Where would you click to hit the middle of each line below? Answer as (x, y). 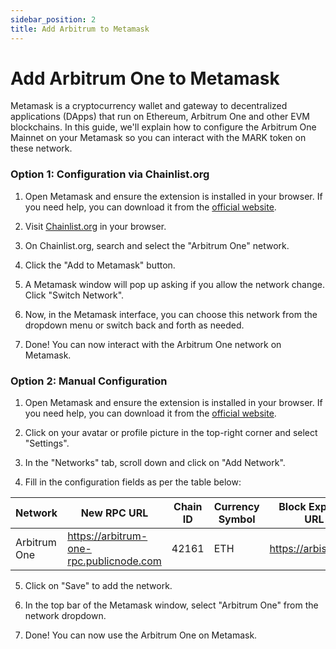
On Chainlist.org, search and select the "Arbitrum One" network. (157, 245)
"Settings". (47, 443)
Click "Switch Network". (74, 295)
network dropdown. (65, 616)
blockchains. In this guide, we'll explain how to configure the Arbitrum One (163, 127)
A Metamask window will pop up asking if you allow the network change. (174, 284)
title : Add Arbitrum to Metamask (80, 29)
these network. (41, 148)
